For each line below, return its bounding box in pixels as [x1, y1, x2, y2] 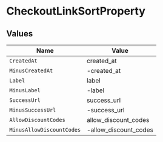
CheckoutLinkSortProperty [6, 4, 145, 18]
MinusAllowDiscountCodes [9, 126, 81, 133]
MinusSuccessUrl [9, 107, 56, 113]
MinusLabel [9, 87, 41, 93]
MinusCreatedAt [9, 67, 53, 74]
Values [6, 29, 33, 39]
